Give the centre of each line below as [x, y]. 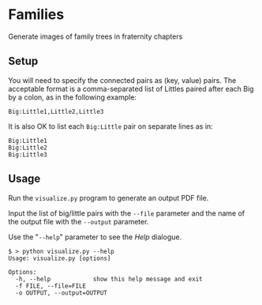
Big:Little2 [28, 148]
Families [36, 15]
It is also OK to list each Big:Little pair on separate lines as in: [110, 126]
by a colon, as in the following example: [72, 97]
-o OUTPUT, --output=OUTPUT [62, 293]
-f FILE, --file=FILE [51, 286]
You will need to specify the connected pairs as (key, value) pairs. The [122, 80]
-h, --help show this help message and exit [109, 279]
